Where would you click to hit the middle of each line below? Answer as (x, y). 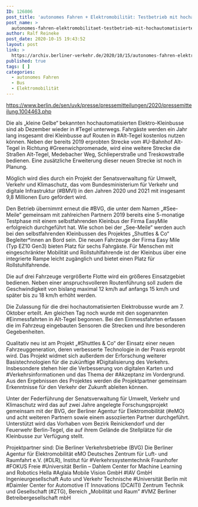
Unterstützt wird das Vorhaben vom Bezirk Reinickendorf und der (85, 423)
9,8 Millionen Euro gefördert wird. (47, 197)
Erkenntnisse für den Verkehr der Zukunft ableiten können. (77, 387)
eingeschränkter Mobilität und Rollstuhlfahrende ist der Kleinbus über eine (96, 252)
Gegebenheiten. (26, 332)
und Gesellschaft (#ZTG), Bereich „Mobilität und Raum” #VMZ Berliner (91, 491)
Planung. (17, 166)
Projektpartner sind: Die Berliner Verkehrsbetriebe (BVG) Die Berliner (90, 447)
